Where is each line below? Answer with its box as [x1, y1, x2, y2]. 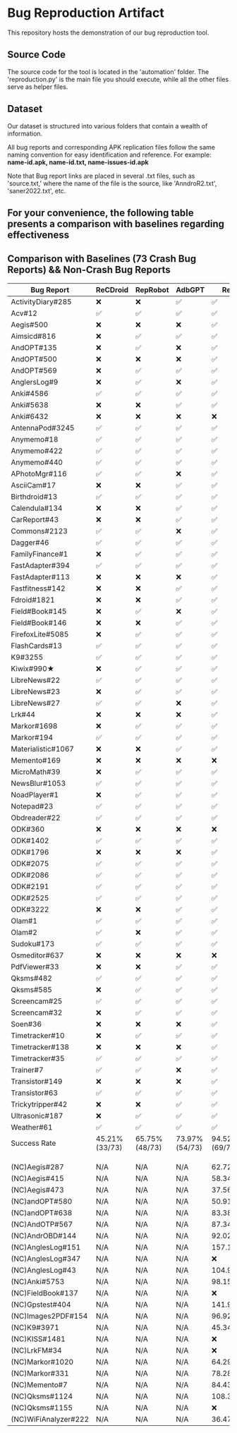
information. [7, 129, 43, 138]
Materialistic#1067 [11, 744, 74, 754]
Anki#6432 [11, 411, 49, 421]
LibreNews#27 [11, 698, 61, 708]
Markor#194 [11, 732, 54, 742]
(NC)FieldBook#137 [11, 1288, 79, 1298]
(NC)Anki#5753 [11, 1276, 65, 1286]
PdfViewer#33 [11, 962, 59, 972]
